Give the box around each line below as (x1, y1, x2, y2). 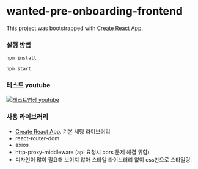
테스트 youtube (6, 81, 51, 90)
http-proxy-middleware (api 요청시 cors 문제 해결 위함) (15, 148, 150, 156)
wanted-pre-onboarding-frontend (6, 4, 183, 18)
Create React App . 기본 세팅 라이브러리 (15, 128, 111, 135)
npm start (6, 66, 32, 72)
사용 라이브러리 (6, 113, 49, 121)
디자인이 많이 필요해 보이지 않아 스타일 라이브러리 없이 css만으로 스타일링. (15, 156, 193, 163)
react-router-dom (15, 134, 60, 142)
